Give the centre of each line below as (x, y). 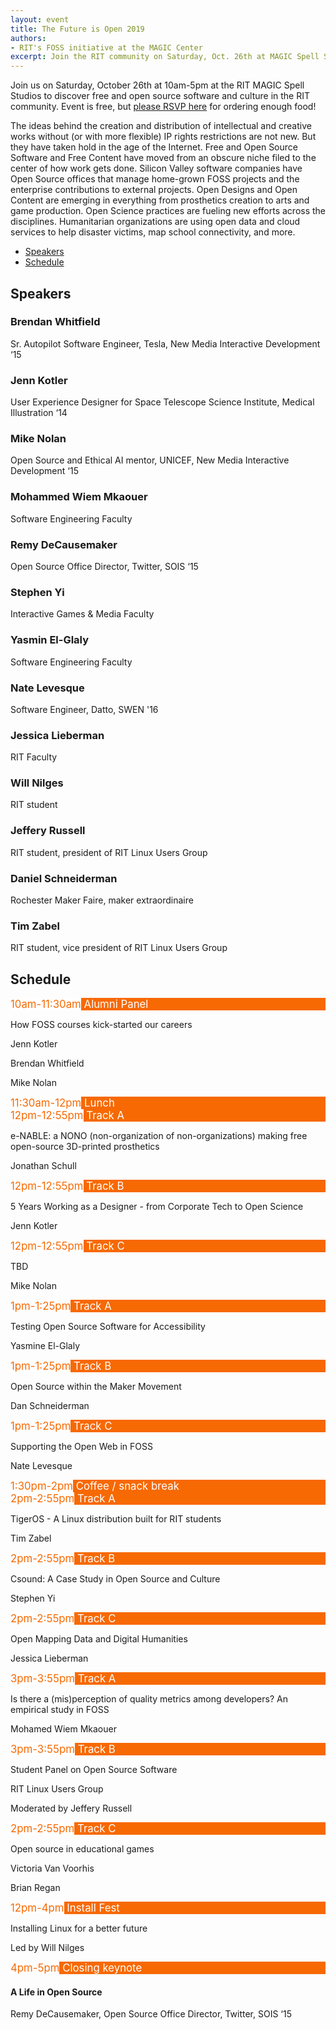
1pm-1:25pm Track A (61, 1306)
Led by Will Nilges (47, 1948)
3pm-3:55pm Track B (63, 1749)
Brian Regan (35, 1888)
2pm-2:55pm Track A (63, 1499)
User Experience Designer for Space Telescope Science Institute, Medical (162, 402)
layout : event (40, 19)
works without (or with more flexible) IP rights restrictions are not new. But (163, 137)
